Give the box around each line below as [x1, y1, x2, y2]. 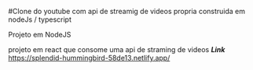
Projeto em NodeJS [8, 30, 71, 39]
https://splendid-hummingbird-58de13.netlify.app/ [8, 54, 170, 62]
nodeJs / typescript [8, 15, 72, 24]
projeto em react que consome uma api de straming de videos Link [8, 45, 225, 54]
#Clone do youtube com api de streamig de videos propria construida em [8, 7, 246, 16]
